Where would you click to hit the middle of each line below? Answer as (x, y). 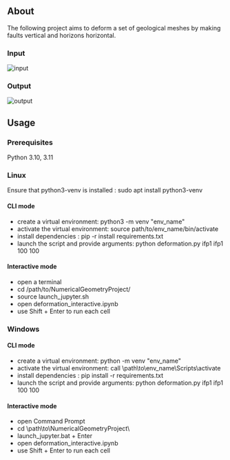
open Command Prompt (51, 421)
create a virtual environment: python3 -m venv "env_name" (101, 221)
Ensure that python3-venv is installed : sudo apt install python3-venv (105, 190)
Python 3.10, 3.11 (30, 157)
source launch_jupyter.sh (53, 297)
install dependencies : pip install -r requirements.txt (90, 375)
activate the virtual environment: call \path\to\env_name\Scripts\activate (119, 368)
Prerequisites (30, 142)
